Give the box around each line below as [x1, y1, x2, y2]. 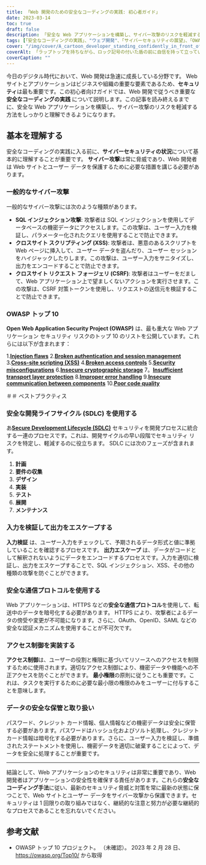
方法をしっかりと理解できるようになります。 [6, 111, 119, 118]
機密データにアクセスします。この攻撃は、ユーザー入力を [47, 224, 192, 231]
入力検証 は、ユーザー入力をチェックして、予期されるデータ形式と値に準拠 [6, 538, 196, 546]
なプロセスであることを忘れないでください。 [6, 807, 120, 814]
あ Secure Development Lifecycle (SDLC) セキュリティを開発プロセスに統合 [6, 425, 198, 432]
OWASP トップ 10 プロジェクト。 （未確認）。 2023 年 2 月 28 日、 [15, 844, 184, 851]
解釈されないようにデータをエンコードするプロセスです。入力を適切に [17, 554, 194, 561]
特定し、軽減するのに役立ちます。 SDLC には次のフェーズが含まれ [22, 440, 189, 447]
